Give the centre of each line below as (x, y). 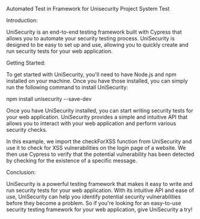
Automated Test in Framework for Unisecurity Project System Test (88, 9)
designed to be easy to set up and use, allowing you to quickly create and (97, 45)
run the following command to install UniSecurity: (67, 87)
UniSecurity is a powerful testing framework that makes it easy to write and (99, 184)
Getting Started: (26, 63)
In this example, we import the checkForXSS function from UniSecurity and (99, 141)
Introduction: (22, 20)
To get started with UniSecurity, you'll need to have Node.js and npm (91, 74)
